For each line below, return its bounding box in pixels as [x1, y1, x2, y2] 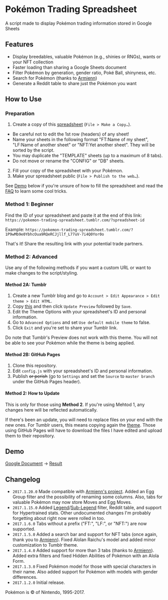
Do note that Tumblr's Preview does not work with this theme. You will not [5, 335, 158, 341]
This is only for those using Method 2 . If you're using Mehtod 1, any [5, 402, 145, 408]
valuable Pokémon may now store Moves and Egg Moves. [12, 499, 132, 505]
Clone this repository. [12, 363, 57, 369]
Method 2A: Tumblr [5, 281, 47, 288]
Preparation [5, 110, 35, 117]
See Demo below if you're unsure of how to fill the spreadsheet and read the [5, 183, 163, 189]
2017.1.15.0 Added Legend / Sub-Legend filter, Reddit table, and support [12, 505, 162, 511]
